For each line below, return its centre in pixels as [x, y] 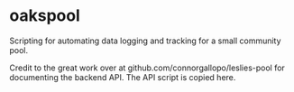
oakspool [45, 16]
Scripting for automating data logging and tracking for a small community [145, 41]
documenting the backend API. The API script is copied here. [123, 77]
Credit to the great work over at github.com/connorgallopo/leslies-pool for [147, 68]
